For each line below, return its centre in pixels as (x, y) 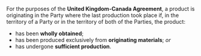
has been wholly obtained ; (49, 33)
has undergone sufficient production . (63, 46)
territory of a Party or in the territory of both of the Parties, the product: (96, 22)
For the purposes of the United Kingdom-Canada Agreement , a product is (100, 9)
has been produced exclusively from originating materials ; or (93, 40)
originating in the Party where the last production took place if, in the (93, 15)
